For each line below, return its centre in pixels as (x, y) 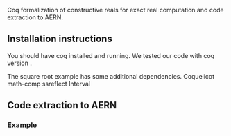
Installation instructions (60, 39)
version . (20, 63)
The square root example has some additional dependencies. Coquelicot (111, 76)
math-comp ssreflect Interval (49, 84)
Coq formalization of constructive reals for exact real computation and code (115, 10)
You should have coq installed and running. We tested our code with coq (111, 55)
